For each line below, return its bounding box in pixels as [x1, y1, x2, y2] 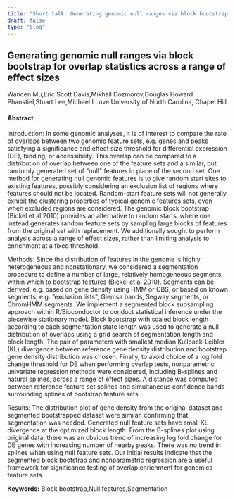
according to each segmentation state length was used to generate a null [7, 323, 220, 331]
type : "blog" [7, 23, 46, 30]
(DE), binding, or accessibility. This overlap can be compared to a [7, 152, 197, 161]
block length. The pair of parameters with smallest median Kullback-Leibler [7, 337, 225, 346]
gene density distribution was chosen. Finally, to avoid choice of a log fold [7, 353, 222, 361]
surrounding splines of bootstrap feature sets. [7, 390, 141, 399]
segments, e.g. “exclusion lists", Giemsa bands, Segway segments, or [7, 293, 209, 301]
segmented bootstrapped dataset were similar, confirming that [7, 411, 189, 420]
